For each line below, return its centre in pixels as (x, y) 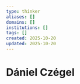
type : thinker (23, 11)
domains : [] (20, 22)
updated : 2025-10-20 (31, 44)
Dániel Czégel (40, 72)
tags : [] (17, 33)
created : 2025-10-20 (31, 38)
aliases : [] (20, 17)
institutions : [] (27, 28)
